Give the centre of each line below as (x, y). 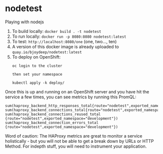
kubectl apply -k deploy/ (38, 83)
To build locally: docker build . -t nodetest (57, 31)
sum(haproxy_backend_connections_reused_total (53, 114)
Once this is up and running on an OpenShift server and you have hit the (77, 92)
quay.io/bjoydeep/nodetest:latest (47, 52)
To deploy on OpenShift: (36, 57)
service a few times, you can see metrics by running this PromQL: (71, 97)
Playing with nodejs (24, 22)
